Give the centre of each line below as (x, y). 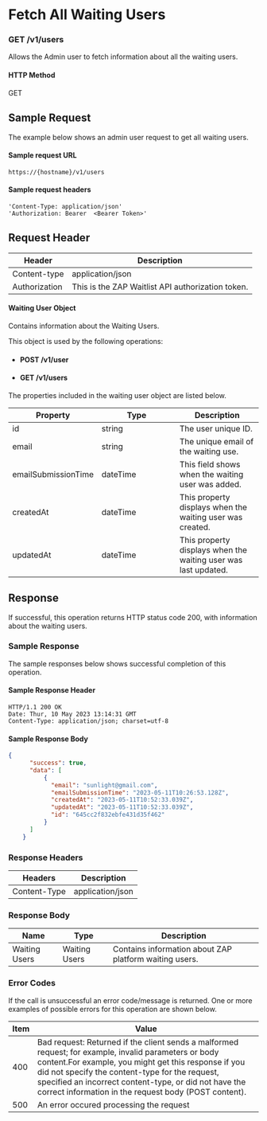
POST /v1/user (44, 359)
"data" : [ (45, 770)
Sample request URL (43, 155)
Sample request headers (50, 189)
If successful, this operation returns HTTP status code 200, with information (133, 617)
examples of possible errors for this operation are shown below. (112, 1009)
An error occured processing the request (113, 1104)
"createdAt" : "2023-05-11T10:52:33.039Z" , (122, 800)
